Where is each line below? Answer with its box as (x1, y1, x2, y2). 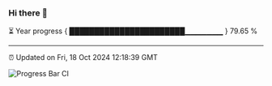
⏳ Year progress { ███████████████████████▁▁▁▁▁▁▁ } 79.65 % (8, 26, 258, 36)
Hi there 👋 (8, 7, 49, 19)
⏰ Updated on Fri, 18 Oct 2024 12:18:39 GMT (8, 53, 158, 62)
